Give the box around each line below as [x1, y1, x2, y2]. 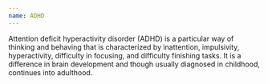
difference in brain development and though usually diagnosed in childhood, [8, 59, 261, 69]
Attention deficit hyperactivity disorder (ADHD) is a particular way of [8, 34, 234, 43]
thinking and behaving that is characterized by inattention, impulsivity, [8, 42, 240, 52]
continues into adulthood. [8, 67, 93, 77]
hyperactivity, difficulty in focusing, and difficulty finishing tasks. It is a [8, 50, 242, 60]
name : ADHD [8, 11, 45, 20]
